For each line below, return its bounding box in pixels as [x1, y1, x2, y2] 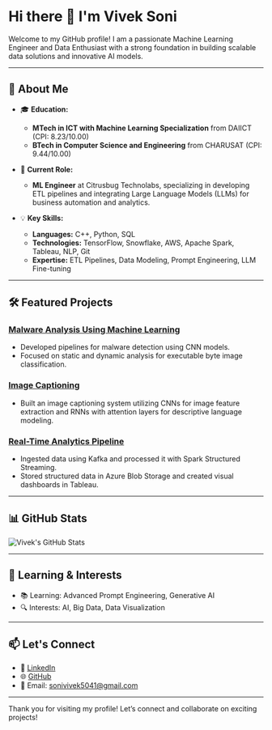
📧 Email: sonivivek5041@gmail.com [19, 681, 138, 690]
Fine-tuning [32, 263, 71, 274]
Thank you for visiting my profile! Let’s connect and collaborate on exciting [8, 704, 257, 714]
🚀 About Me [8, 83, 69, 96]
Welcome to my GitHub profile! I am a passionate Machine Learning [8, 34, 233, 44]
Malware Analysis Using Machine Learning [8, 324, 181, 335]
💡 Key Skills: [19, 213, 64, 223]
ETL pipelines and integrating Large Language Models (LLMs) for [32, 189, 249, 198]
